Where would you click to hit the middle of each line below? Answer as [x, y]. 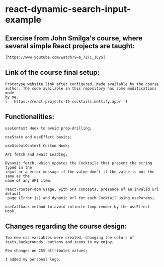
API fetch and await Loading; [37, 154]
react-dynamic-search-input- [68, 9]
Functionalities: [30, 117]
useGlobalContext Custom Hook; [38, 145]
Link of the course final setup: [52, 72]
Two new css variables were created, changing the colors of [70, 238]
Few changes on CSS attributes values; [46, 251]
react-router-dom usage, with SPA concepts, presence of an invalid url [82, 189]
